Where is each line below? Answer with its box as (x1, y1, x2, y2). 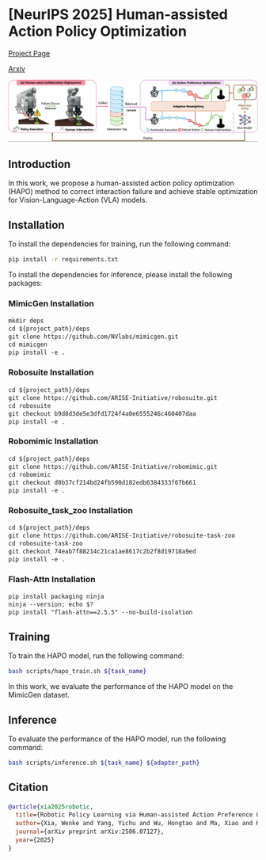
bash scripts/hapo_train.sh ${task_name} (8, 668, 147, 675)
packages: (8, 278, 43, 287)
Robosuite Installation (8, 367, 94, 378)
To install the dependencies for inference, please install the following (8, 269, 233, 279)
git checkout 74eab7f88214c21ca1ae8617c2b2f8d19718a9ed (8, 548, 196, 556)
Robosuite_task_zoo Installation (8, 504, 133, 516)
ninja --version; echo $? (8, 600, 93, 609)
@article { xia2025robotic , (8, 802, 93, 811)
